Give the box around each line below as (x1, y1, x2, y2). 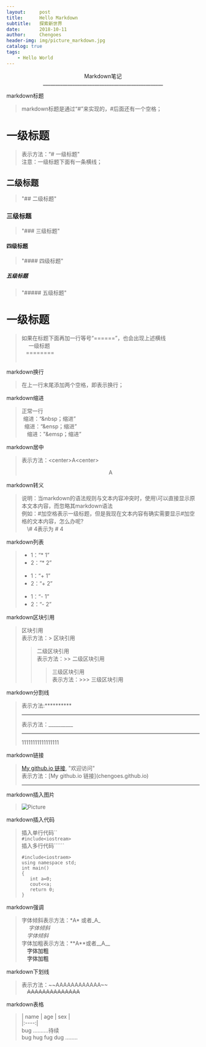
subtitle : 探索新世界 (6, 20, 63, 26)
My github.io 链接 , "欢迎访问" (21, 764, 95, 772)
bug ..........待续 (21, 1027, 59, 1034)
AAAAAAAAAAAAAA (26, 987, 80, 995)
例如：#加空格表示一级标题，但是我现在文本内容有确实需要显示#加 (21, 509, 190, 517)
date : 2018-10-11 (6, 26, 67, 33)
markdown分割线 (6, 689, 50, 696)
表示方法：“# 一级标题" (21, 150, 80, 157)
